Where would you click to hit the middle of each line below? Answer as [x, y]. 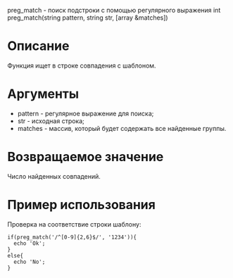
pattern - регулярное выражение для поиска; [86, 113]
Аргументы [43, 94]
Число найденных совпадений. [54, 176]
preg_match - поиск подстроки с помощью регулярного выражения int [114, 10]
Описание [38, 46]
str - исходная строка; [51, 121]
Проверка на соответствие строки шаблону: [74, 224]
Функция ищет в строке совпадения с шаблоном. [82, 65]
